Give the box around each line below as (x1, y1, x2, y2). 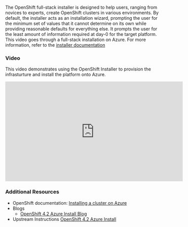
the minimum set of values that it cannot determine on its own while (5, 20, 147, 26)
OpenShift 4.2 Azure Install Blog (20, 210, 87, 217)
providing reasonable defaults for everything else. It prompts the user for (5, 26, 158, 32)
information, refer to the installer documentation (5, 42, 105, 48)
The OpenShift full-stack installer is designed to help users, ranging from (5, 5, 158, 10)
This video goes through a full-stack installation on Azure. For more (5, 36, 146, 43)
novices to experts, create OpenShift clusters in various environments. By (5, 10, 159, 16)
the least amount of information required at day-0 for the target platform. (5, 31, 157, 37)
